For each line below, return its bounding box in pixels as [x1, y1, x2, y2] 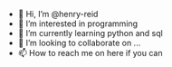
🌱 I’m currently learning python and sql [17, 28, 163, 38]
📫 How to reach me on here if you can [17, 48, 163, 58]
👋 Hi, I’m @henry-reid [17, 9, 99, 19]
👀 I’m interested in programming [17, 18, 139, 29]
